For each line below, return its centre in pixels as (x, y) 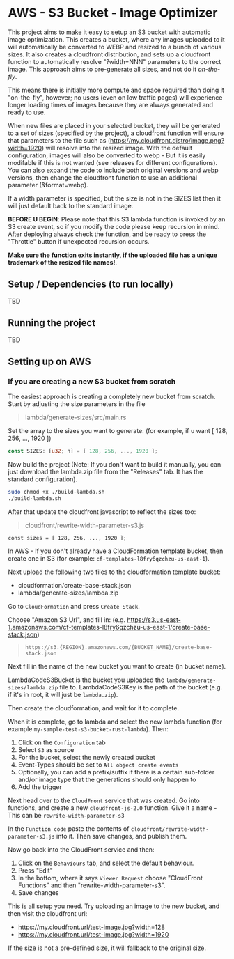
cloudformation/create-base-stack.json (75, 585)
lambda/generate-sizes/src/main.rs (76, 418)
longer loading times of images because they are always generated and (111, 104)
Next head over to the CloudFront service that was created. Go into (104, 800)
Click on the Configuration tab (62, 742)
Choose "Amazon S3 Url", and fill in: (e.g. (67, 619)
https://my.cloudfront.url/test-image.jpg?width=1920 (93, 934)
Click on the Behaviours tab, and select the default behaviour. (106, 863)
